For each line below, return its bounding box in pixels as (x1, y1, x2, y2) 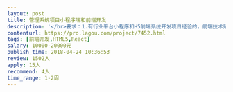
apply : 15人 (7, 62, 41, 68)
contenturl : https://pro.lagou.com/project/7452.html (7, 29, 166, 37)
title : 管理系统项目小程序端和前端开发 (7, 17, 107, 24)
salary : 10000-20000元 (7, 42, 71, 49)
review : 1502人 (7, 55, 50, 62)
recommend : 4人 (7, 68, 50, 75)
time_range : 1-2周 (7, 74, 60, 82)
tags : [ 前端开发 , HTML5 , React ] (7, 36, 90, 43)
